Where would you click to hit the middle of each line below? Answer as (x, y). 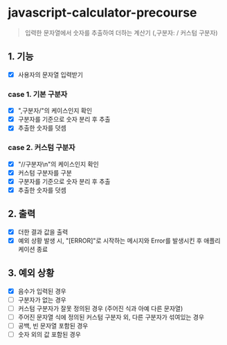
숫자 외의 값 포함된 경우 (49, 334)
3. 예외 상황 (31, 273)
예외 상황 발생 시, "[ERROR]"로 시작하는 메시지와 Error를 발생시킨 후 (110, 241)
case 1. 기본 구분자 (38, 94)
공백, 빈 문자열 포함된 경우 (53, 326)
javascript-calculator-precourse (102, 13)
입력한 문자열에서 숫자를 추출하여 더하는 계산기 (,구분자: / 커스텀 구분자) (121, 32)
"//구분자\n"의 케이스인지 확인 (58, 164)
